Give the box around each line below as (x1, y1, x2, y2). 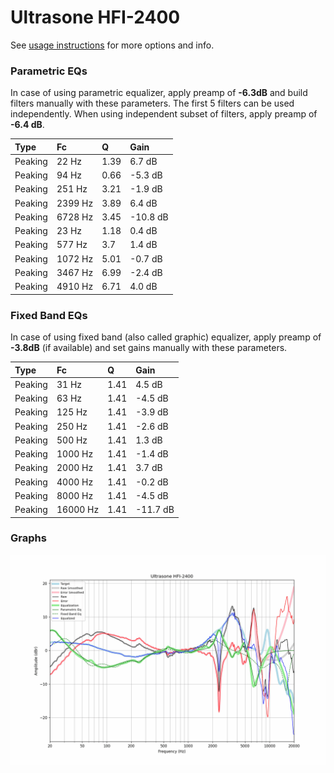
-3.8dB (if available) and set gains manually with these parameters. (10, 342, 288, 354)
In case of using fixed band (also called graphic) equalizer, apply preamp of (10, 331, 322, 343)
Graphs (10, 531, 47, 545)
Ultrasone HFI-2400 (10, 6, 181, 29)
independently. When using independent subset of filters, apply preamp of (10, 108, 318, 120)
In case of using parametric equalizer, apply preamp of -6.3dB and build (10, 87, 308, 99)
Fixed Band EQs (10, 308, 88, 322)
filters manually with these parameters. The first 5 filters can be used (10, 97, 295, 110)
